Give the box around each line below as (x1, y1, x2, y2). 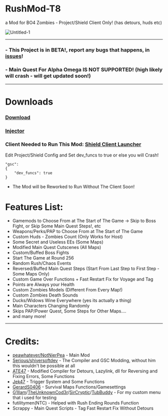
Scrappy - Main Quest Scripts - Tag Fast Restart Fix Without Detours (12, 405, 154, 411)
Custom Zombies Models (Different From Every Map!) (12, 287, 123, 293)
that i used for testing (12, 394, 56, 400)
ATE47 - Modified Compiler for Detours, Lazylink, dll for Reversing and (12, 368, 158, 374)
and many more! (12, 313, 46, 319)
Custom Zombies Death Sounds (12, 292, 78, 298)
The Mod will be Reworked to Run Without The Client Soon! (12, 183, 135, 190)
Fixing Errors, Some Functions (12, 373, 75, 379)
